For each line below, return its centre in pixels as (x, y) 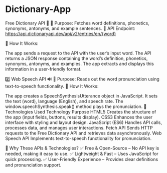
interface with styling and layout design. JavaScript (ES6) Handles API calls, (83, 122)
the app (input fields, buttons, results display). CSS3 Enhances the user (79, 117)
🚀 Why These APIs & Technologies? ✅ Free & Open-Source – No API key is (82, 148)
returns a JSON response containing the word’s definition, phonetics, (76, 58)
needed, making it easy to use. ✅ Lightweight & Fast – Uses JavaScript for (82, 153)
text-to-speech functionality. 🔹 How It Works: (52, 86)
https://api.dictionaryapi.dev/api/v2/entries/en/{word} (61, 33)
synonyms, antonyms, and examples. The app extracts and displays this (79, 63)
